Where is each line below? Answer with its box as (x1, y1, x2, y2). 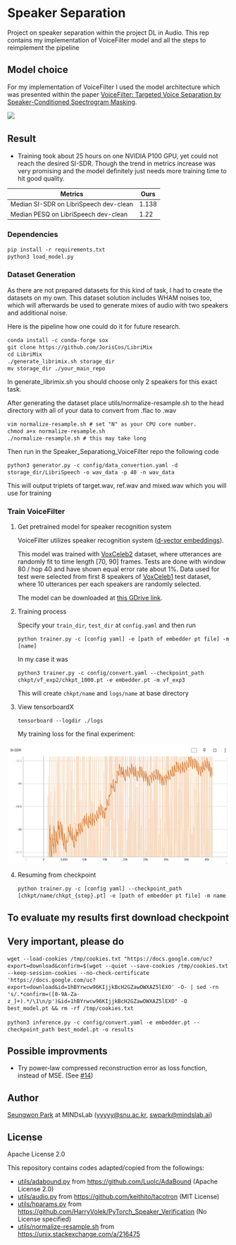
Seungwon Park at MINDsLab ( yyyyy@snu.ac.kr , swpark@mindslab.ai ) (7, 1111, 213, 1119)
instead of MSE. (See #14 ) (17, 1071, 94, 1080)
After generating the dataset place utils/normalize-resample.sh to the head (7, 398, 224, 407)
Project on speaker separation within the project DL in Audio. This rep (7, 28, 209, 37)
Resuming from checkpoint (17, 871, 97, 879)
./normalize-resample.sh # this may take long (7, 435, 147, 442)
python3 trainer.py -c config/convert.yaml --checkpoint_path (17, 670, 204, 677)
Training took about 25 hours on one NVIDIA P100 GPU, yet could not (17, 151, 218, 160)
